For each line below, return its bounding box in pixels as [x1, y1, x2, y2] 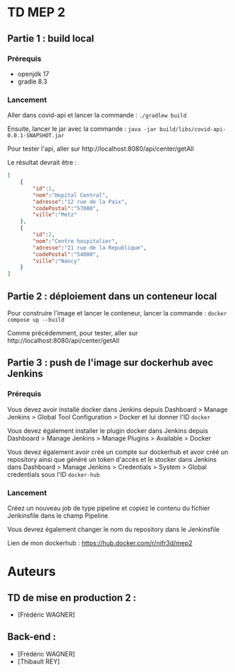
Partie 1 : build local [7, 33, 95, 45]
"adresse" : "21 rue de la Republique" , [32, 244, 147, 251]
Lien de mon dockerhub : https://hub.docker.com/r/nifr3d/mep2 [7, 538, 193, 547]
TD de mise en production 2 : [7, 591, 136, 603]
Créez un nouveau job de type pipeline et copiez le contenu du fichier [7, 504, 210, 512]
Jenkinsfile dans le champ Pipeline [7, 511, 108, 520]
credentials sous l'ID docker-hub [7, 470, 100, 478]
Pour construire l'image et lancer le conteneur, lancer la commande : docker [7, 308, 227, 317]
